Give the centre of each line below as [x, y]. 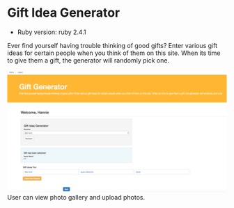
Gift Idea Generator [64, 13]
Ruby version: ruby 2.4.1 [52, 32]
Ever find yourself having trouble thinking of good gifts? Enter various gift [112, 45]
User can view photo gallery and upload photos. [76, 198]
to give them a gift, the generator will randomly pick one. [88, 60]
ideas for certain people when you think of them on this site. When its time [114, 53]
